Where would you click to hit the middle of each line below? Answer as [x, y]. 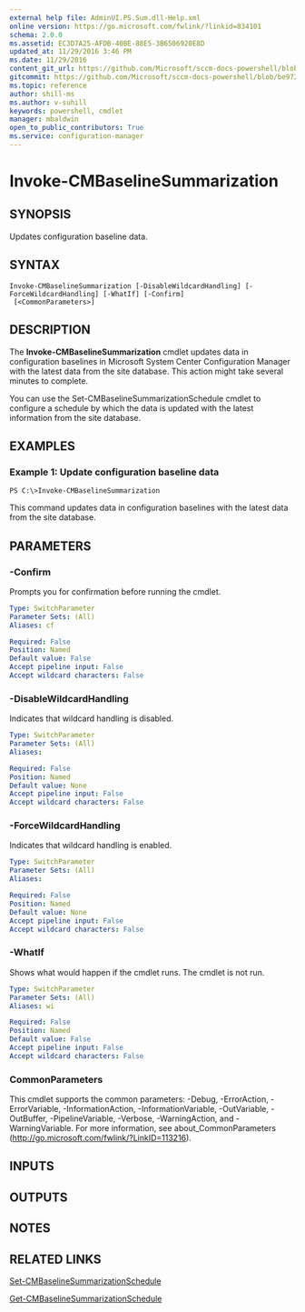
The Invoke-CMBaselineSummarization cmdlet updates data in [129, 352]
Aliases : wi [32, 1006]
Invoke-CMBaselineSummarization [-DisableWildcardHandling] [126, 286]
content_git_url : [42, 69]
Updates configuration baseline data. [79, 236]
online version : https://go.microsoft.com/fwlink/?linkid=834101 [135, 26]
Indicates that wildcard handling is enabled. [91, 846]
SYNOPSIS [40, 215]
